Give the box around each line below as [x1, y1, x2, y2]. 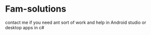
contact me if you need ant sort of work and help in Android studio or [5, 19, 147, 25]
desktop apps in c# [5, 24, 45, 30]
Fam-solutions [5, 3, 66, 15]
